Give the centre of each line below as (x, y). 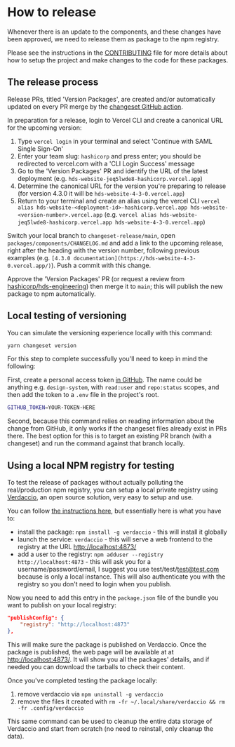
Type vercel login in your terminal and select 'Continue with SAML (115, 141)
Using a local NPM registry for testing (91, 465)
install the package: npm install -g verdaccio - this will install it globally (122, 532)
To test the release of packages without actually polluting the (95, 483)
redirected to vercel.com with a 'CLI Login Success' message (106, 163)
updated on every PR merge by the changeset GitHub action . (95, 107)
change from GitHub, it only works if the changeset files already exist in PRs (117, 429)
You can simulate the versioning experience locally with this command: (110, 332)
